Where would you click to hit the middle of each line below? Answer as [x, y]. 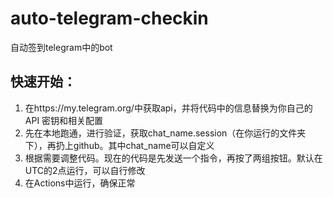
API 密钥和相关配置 [64, 120]
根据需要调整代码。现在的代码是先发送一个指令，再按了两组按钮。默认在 [173, 158]
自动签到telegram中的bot [61, 47]
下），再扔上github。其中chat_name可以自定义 [119, 145]
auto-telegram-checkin [109, 18]
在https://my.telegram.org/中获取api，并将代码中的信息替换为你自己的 [168, 108]
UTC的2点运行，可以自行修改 [85, 170]
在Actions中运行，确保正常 [80, 183]
